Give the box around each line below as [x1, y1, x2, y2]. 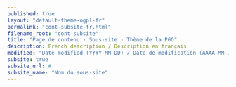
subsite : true [7, 56, 49, 63]
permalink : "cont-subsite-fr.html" [7, 23, 112, 30]
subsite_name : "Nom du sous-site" [7, 69, 109, 76]
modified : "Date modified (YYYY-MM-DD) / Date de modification [7, 50, 197, 57]
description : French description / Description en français [7, 43, 188, 50]
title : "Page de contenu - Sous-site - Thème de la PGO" [7, 36, 178, 43]
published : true [7, 10, 55, 18]
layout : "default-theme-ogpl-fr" [7, 17, 105, 24]
